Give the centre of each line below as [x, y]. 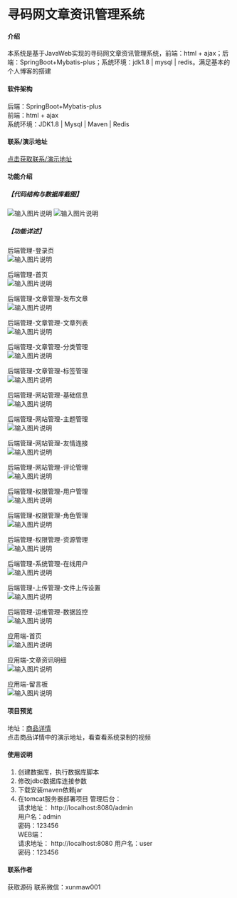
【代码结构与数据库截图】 [45, 194]
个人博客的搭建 [29, 71]
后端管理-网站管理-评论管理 [48, 468]
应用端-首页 [25, 636]
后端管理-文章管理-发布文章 [48, 299]
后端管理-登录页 [31, 251]
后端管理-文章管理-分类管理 [48, 347]
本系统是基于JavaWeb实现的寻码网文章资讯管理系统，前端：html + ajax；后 [118, 54]
